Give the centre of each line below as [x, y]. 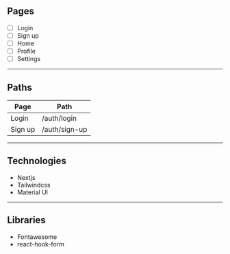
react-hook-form [41, 244]
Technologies [37, 161]
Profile [26, 51]
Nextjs [26, 177]
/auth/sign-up [64, 129]
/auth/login [59, 118]
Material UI [33, 192]
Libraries [26, 220]
